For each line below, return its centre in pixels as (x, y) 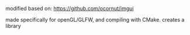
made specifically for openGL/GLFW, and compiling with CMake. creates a (95, 20)
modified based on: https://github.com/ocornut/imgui (70, 8)
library (13, 26)
